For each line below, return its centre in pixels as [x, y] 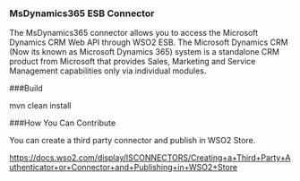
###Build [26, 89]
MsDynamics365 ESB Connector [82, 13]
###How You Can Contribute [63, 123]
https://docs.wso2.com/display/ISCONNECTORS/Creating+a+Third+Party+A [150, 158]
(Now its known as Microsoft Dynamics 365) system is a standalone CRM [145, 52]
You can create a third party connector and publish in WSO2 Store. [133, 141]
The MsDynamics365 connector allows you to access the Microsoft [134, 33]
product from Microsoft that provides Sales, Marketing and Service [133, 62]
